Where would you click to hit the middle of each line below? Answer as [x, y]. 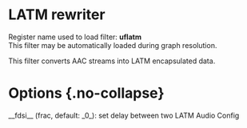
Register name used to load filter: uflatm [75, 37]
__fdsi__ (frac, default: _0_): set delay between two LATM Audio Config [124, 115]
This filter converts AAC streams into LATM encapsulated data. [112, 61]
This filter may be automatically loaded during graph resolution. [113, 45]
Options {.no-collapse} [87, 93]
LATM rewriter [57, 15]
